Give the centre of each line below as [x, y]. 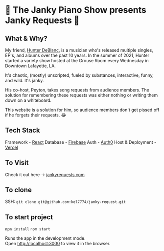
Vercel [12, 147]
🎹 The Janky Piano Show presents [76, 10]
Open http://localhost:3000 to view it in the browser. [58, 244]
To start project [29, 217]
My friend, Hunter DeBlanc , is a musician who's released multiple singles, [79, 50]
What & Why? [26, 38]
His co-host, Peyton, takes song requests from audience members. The [77, 90]
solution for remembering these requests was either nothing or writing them [82, 95]
